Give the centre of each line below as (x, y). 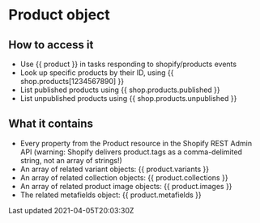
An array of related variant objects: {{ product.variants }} (114, 169)
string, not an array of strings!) (71, 160)
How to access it (51, 45)
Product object (60, 15)
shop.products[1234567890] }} (72, 81)
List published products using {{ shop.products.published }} (120, 90)
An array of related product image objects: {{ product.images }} (126, 186)
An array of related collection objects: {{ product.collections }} (124, 177)
